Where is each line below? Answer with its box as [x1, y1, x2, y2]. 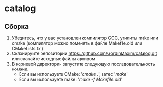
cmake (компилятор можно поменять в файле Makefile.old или [11, 40, 143, 46]
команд [11, 66, 28, 72]
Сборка [4, 22, 29, 31]
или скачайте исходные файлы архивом [11, 56, 96, 61]
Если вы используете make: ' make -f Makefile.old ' [19, 76, 122, 82]
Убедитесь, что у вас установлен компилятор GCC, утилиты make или [11, 35, 158, 41]
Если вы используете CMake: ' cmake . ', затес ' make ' [19, 71, 128, 77]
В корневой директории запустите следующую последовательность [11, 61, 155, 67]
